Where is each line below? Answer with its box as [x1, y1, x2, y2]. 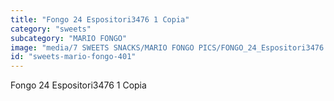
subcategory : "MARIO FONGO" [10, 33, 128, 43]
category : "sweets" [10, 24, 92, 34]
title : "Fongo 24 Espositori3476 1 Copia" [10, 14, 190, 25]
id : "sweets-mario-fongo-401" [10, 52, 137, 62]
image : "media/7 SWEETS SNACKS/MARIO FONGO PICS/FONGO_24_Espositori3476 [10, 42, 325, 53]
